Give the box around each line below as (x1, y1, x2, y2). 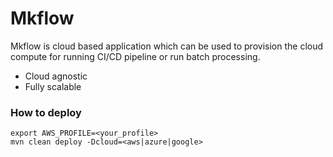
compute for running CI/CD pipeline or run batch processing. (10, 50, 261, 62)
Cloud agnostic (24, 70, 88, 82)
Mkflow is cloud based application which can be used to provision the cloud (10, 40, 324, 52)
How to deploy (10, 105, 82, 119)
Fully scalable (24, 80, 82, 92)
